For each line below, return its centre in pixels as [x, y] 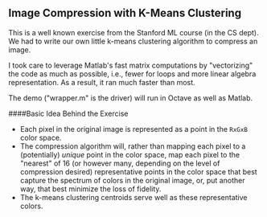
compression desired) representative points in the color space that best [138, 171]
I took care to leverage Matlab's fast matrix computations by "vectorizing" [131, 65]
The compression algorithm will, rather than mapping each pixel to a [133, 146]
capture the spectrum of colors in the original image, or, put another [132, 180]
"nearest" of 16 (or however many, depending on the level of [120, 163]
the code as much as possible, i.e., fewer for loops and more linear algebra [132, 74]
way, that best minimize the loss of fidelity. [90, 189]
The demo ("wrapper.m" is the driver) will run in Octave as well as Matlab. [131, 98]
